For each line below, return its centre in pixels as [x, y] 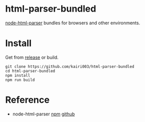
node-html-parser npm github [43, 114]
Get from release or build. [32, 57]
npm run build [20, 80]
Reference [27, 100]
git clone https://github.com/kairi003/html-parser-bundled [70, 66]
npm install [18, 75]
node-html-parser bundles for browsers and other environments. [73, 23]
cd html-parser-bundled [30, 71]
